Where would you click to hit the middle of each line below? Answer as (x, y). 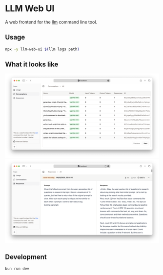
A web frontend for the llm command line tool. (51, 22)
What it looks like (32, 65)
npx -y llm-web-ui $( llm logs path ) (42, 49)
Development (26, 257)
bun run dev (17, 269)
